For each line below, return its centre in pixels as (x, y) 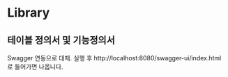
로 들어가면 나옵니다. (35, 67)
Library (29, 13)
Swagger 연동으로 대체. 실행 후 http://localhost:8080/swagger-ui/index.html (114, 58)
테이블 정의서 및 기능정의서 (61, 40)
